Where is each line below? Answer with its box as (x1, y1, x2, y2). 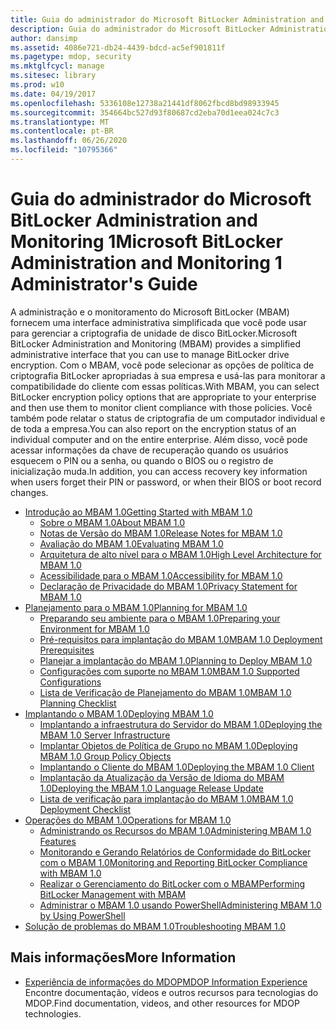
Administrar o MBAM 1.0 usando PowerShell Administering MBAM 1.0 (39, 899, 322, 911)
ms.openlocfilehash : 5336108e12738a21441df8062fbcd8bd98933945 (10, 98, 280, 108)
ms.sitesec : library (10, 71, 97, 81)
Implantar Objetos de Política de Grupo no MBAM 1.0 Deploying (39, 739, 298, 751)
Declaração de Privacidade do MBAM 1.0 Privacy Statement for (39, 580, 298, 592)
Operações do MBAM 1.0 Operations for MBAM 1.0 (24, 814, 232, 826)
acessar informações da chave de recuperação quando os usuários (10, 444, 289, 456)
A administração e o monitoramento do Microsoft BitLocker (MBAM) (10, 306, 290, 318)
